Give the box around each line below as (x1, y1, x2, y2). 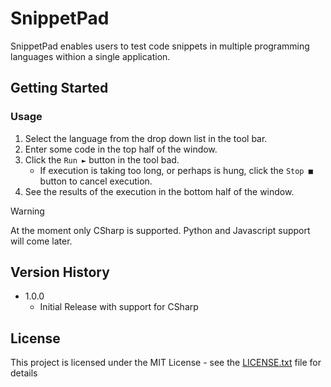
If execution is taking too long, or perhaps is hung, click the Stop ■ (39, 164, 313, 176)
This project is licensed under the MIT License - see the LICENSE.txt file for (10, 357, 322, 369)
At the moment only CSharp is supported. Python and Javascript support (10, 224, 311, 236)
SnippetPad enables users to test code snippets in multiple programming (10, 40, 310, 52)
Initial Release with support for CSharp (39, 301, 199, 313)
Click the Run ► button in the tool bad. (24, 153, 180, 166)
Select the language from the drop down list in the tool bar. (24, 132, 268, 144)
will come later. (10, 235, 73, 247)
